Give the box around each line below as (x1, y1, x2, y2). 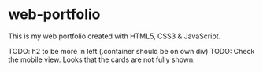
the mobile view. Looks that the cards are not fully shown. (8, 55, 195, 64)
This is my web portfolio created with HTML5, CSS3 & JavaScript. (8, 31, 221, 41)
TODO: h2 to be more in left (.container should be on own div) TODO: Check (8, 46, 255, 56)
